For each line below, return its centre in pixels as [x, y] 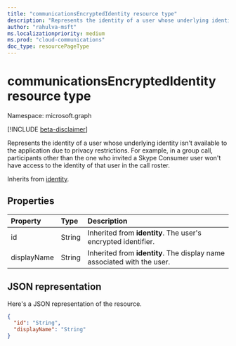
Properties [31, 201]
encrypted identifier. [121, 241]
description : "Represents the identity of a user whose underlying [108, 20]
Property [26, 221]
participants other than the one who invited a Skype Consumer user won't [114, 158]
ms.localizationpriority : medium [56, 33]
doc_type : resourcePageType [48, 46]
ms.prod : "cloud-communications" [56, 40]
